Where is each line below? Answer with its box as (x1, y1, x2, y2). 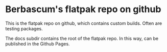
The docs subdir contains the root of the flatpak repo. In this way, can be (5, 35, 159, 41)
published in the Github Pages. (5, 40, 70, 46)
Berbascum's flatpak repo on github (5, 4, 161, 15)
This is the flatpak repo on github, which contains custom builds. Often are (5, 20, 162, 26)
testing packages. (5, 25, 43, 31)
